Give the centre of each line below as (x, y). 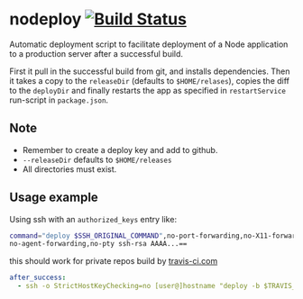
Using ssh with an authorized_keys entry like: (93, 219)
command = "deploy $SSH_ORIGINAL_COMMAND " (87, 236)
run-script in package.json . (59, 100)
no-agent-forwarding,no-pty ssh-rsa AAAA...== (98, 244)
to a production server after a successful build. (96, 53)
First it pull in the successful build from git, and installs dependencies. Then (150, 71)
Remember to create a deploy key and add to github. (120, 149)
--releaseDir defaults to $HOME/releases (97, 159)
